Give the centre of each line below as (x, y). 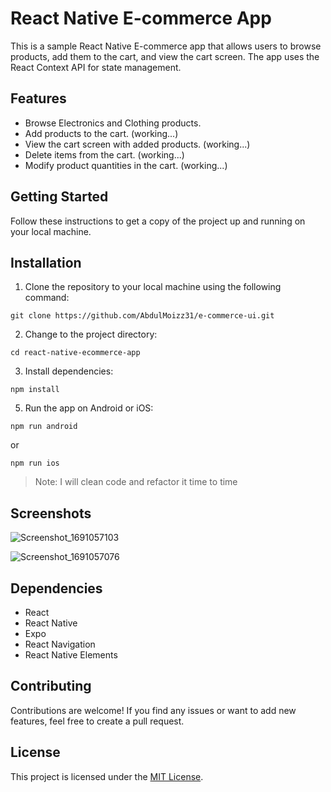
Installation (46, 262)
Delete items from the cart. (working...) (104, 154)
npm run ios (35, 463)
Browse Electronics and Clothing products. (113, 123)
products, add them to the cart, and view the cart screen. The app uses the (165, 56)
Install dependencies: (69, 371)
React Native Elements (71, 655)
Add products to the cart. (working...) (101, 133)
